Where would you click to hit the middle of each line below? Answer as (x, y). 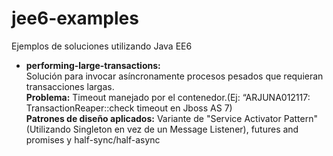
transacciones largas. (70, 86)
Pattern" (300, 118)
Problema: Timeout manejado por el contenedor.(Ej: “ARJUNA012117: (168, 97)
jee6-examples (75, 18)
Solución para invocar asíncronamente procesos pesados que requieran (174, 76)
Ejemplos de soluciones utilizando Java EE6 (102, 46)
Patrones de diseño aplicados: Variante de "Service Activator (153, 118)
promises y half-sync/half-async (93, 139)
